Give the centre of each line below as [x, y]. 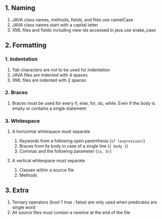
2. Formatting [26, 45]
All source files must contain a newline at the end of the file [71, 212]
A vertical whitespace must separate [49, 161]
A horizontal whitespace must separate [51, 132]
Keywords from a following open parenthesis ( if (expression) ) [82, 141]
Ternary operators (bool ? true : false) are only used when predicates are [84, 202]
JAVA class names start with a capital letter [55, 25]
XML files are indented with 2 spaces [49, 80]
